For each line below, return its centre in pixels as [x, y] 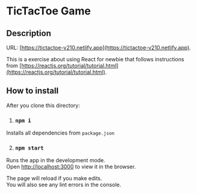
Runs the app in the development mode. [56, 160]
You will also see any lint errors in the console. [64, 185]
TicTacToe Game [49, 11]
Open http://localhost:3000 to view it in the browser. [71, 167]
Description [29, 33]
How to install [33, 91]
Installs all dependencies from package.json [60, 133]
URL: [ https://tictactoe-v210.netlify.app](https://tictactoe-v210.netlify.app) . [99, 47]
